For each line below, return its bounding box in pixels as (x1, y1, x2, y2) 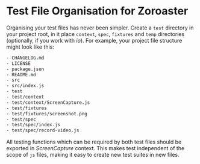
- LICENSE (6, 60, 31, 67)
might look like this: (6, 43, 54, 50)
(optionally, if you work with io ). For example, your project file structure (6, 37, 183, 44)
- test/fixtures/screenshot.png (6, 111, 87, 117)
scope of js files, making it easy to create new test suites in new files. (6, 151, 180, 159)
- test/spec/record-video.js (6, 127, 80, 133)
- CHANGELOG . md (6, 55, 45, 61)
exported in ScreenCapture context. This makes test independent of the (6, 145, 185, 152)
